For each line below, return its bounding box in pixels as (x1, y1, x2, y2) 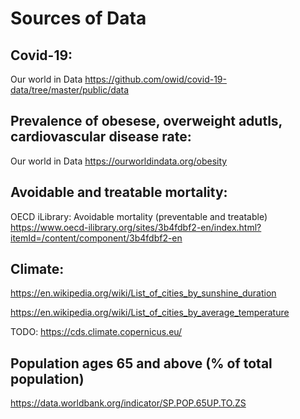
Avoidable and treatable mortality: (10, 184, 228, 201)
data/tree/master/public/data (10, 84, 130, 96)
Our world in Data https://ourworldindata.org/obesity (10, 155, 228, 167)
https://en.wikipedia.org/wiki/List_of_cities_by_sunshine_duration (10, 287, 277, 299)
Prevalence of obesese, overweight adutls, (10, 113, 283, 130)
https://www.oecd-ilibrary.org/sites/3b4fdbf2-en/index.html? (10, 221, 262, 233)
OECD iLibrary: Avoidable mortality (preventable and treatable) (10, 210, 268, 222)
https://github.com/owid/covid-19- (84, 73, 227, 85)
